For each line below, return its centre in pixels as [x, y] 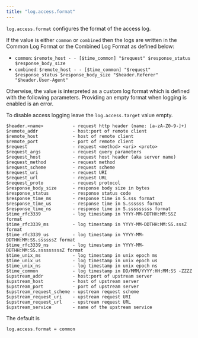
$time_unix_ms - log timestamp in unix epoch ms [82, 255]
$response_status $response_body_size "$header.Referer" [87, 75]
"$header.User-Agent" [41, 80]
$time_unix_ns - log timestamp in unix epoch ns [82, 266]
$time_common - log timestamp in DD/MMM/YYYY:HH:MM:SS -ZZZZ [99, 271]
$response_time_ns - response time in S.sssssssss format [88, 209]
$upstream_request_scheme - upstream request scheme [73, 292]
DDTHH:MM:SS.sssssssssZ [36, 250]
